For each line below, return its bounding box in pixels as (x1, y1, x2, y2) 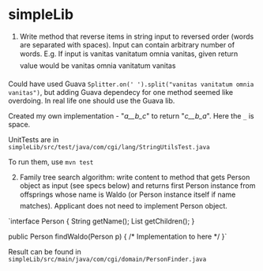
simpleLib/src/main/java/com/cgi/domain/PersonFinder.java (8, 255, 207, 263)
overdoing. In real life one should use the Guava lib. (8, 96, 175, 105)
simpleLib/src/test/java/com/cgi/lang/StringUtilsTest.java (8, 143, 211, 151)
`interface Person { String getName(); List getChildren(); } (8, 216, 195, 226)
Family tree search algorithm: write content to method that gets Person (19, 172, 250, 182)
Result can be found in (8, 247, 81, 256)
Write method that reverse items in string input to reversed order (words (19, 32, 254, 41)
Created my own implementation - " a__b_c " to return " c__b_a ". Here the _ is (8, 111, 254, 120)
